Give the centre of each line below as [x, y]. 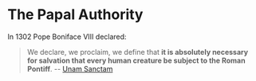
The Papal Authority [75, 15]
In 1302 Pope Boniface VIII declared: [67, 37]
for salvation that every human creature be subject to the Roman [136, 60]
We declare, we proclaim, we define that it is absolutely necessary [138, 52]
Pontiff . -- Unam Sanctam [70, 68]
